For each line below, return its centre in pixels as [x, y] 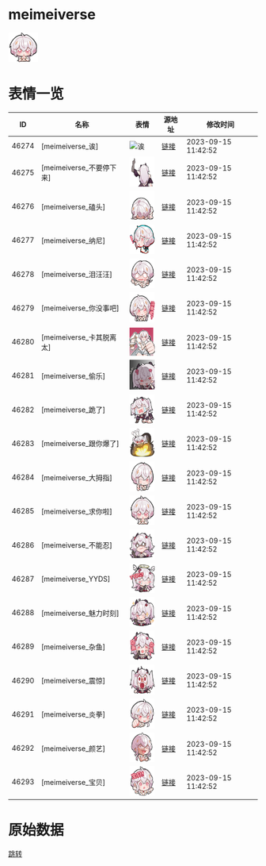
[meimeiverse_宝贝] [73, 782]
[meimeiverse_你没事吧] [80, 308]
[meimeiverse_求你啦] [76, 511]
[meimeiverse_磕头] [73, 206]
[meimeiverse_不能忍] [76, 545]
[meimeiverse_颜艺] [73, 749]
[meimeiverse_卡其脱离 [79, 337]
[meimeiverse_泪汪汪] [76, 275]
